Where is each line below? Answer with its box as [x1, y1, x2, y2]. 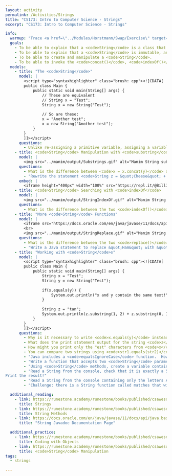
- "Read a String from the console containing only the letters [24, 378, 164, 383]
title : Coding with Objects [18, 439, 79, 444]
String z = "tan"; [41, 307, 81, 312]
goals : [10, 40, 24, 46]
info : [5, 31, 17, 36]
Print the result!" [5, 373, 47, 378]
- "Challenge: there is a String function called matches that [24, 383, 161, 388]
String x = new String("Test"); [41, 102, 111, 107]
